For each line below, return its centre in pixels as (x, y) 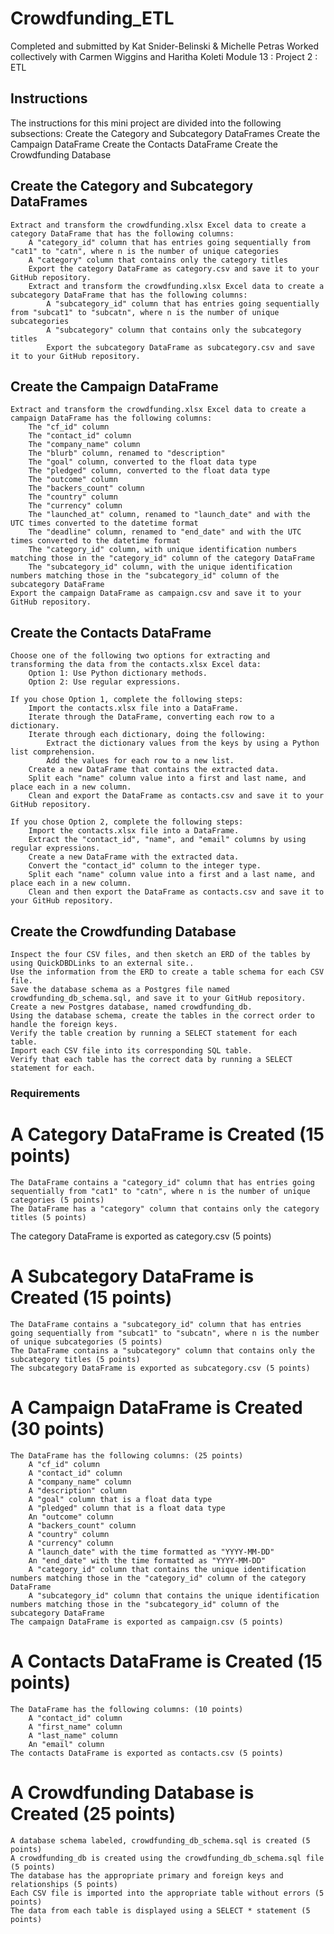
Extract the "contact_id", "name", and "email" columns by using (167, 840)
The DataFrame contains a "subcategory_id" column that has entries (156, 1324)
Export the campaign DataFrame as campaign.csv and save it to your (156, 593)
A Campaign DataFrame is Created (156, 1407)
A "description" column (78, 1490)
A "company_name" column (80, 1482)
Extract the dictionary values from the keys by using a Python (183, 743)
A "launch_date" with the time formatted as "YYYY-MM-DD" (151, 1552)
